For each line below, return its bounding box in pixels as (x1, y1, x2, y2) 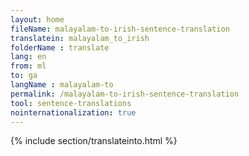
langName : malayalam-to (10, 80, 114, 90)
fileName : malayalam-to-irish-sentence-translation (10, 24, 230, 34)
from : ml (10, 61, 47, 71)
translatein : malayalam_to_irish (10, 33, 150, 43)
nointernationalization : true (10, 107, 137, 118)
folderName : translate (10, 42, 110, 53)
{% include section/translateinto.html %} (10, 135, 178, 147)
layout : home (10, 14, 65, 25)
